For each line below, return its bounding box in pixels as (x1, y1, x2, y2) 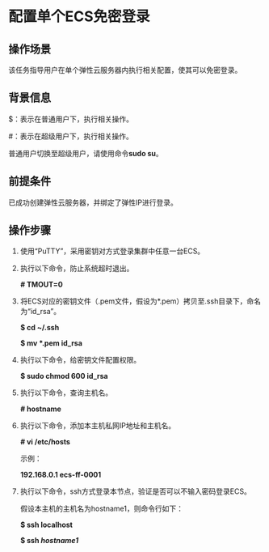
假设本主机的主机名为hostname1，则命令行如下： (19, 503, 184, 514)
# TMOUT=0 (19, 280, 63, 290)
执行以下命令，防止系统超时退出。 (19, 264, 134, 274)
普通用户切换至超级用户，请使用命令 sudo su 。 (8, 148, 163, 158)
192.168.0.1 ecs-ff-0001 (19, 470, 102, 480)
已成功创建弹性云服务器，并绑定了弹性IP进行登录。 (8, 197, 178, 207)
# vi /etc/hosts (19, 437, 71, 447)
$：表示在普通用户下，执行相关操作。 (8, 114, 133, 124)
